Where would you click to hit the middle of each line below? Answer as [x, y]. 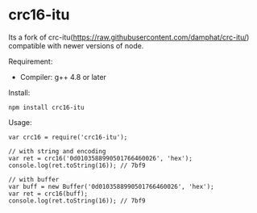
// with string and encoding [57, 151]
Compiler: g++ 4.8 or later [63, 77]
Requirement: [31, 61]
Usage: [20, 122]
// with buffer [34, 179]
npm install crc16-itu [46, 107]
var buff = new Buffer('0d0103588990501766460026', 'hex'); [112, 186]
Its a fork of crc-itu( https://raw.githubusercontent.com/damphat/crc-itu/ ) [129, 37]
